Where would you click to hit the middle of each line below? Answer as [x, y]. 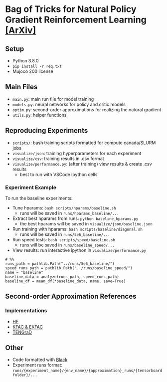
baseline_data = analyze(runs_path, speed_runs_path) [62, 277]
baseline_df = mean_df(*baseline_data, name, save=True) [66, 281]
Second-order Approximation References [71, 296]
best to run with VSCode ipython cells [59, 174]
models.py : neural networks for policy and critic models [69, 104]
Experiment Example [31, 187]
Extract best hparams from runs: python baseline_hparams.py [75, 218]
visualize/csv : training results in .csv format [58, 159]
